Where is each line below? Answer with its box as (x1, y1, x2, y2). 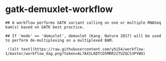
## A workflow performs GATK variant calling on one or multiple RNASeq (5, 20, 161, 25)
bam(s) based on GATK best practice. (5, 24, 85, 30)
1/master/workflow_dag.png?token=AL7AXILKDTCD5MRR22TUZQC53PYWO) (5, 51, 145, 56)
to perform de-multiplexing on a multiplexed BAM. (5, 38, 114, 43)
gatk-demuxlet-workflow (5, 4, 113, 15)
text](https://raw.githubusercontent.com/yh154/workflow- (21, 46, 145, 51)
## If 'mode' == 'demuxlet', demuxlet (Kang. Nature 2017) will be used (5, 33, 161, 38)
